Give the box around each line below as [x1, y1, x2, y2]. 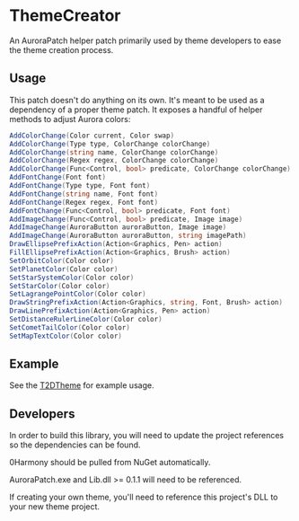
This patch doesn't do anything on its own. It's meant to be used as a [9, 94, 265, 105]
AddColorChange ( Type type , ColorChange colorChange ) [9, 139, 211, 148]
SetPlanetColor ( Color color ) [9, 264, 119, 274]
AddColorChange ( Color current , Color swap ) [9, 131, 175, 140]
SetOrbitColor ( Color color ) [9, 256, 115, 265]
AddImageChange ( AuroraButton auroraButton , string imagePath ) [9, 231, 247, 241]
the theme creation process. [9, 44, 114, 55]
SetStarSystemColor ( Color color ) [9, 273, 135, 282]
